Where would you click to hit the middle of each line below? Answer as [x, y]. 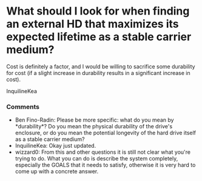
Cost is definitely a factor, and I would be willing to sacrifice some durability [101, 66]
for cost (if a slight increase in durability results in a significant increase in [99, 73]
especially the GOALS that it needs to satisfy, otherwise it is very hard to [105, 165]
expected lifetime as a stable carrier [99, 37]
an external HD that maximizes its [93, 24]
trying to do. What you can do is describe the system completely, [96, 159]
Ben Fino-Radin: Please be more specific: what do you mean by [94, 120]
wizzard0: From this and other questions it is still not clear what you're [103, 152]
